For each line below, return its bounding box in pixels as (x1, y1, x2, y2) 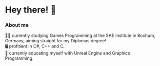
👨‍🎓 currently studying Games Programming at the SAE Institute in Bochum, (5, 33, 156, 38)
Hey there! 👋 (5, 4, 56, 16)
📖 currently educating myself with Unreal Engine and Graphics (5, 50, 130, 56)
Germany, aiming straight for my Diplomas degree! (5, 38, 106, 44)
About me (5, 22, 29, 29)
